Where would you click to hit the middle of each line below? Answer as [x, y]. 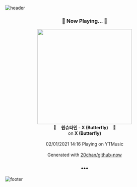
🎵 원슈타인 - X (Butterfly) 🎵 [85, 128]
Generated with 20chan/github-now [85, 155]
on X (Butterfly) [85, 133]
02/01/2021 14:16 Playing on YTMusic [85, 144]
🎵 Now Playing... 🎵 [85, 21]
